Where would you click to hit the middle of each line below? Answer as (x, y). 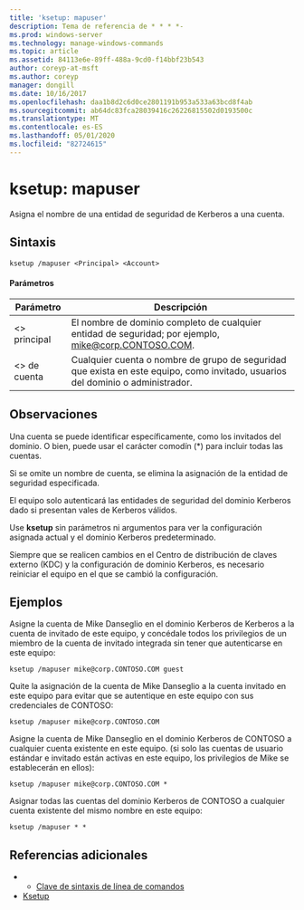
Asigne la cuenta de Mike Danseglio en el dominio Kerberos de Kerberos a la (152, 624)
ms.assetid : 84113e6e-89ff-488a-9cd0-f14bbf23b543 (107, 60)
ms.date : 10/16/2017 (48, 93)
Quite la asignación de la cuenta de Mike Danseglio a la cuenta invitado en (148, 686)
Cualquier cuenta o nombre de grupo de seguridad (179, 359)
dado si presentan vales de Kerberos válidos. (94, 510)
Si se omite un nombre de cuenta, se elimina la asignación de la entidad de (149, 473)
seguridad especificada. (54, 483)
